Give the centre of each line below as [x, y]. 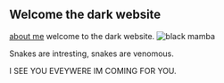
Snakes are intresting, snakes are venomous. [91, 54]
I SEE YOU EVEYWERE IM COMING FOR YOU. [93, 71]
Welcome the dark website [85, 15]
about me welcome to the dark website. [82, 36]
